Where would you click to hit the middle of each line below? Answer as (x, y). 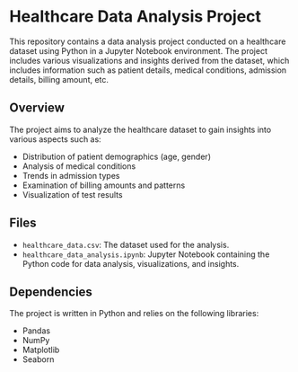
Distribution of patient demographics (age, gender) (116, 156)
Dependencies (51, 292)
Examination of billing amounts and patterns (104, 185)
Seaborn (38, 359)
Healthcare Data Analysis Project (136, 17)
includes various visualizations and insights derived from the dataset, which (149, 60)
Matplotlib (41, 350)
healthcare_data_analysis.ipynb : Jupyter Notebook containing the (146, 254)
